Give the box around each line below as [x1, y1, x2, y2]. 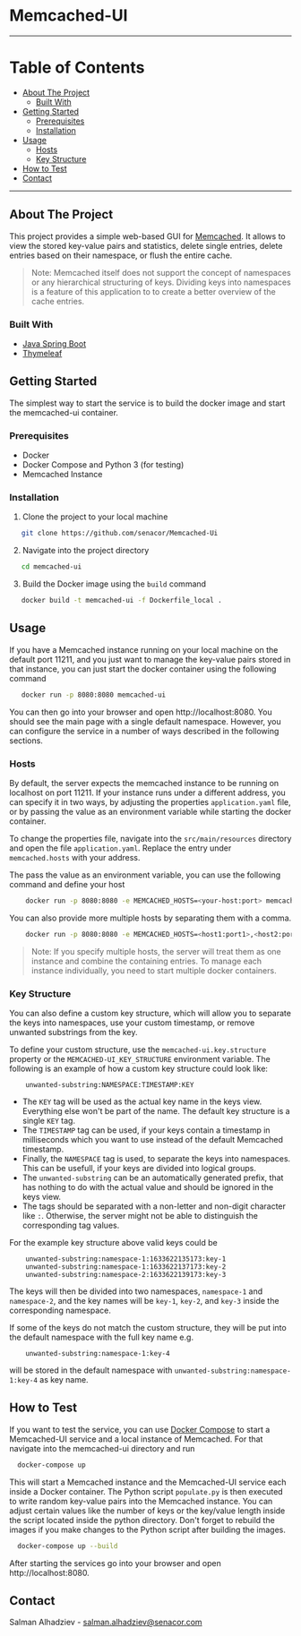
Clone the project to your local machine [21, 511, 168, 522]
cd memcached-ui [21, 562, 82, 571]
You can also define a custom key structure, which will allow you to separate [9, 1008, 291, 1019]
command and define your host [9, 879, 125, 889]
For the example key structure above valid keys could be [9, 1238, 218, 1248]
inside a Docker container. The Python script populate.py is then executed [9, 1486, 284, 1496]
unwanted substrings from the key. [9, 1027, 138, 1038]
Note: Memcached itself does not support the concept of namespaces [30, 267, 291, 278]
